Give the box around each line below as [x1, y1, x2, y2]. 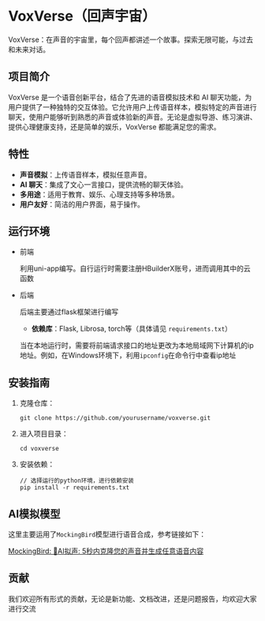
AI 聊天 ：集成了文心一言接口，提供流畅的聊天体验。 [19, 179, 188, 189]
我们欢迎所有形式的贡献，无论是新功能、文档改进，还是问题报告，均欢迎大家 [8, 593, 257, 604]
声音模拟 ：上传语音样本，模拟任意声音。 [19, 170, 151, 179]
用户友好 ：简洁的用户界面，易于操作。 [19, 199, 144, 209]
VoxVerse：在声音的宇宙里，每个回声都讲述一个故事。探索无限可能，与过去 [8, 35, 254, 44]
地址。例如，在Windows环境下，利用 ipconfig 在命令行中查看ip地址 [19, 350, 237, 360]
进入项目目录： [19, 429, 69, 439]
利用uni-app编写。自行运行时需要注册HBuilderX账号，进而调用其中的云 [19, 264, 251, 273]
